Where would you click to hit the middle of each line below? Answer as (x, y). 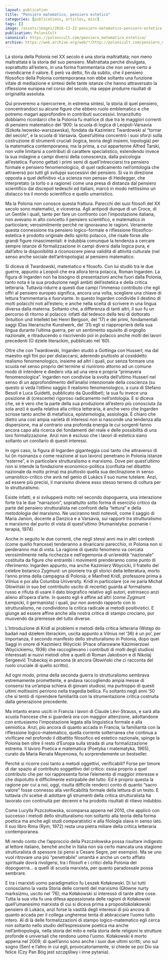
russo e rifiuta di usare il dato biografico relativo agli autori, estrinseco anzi (82, 592)
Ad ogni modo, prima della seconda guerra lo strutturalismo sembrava (77, 675)
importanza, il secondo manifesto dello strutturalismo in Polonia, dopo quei (82, 638)
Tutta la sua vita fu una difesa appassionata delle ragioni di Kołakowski (78, 898)
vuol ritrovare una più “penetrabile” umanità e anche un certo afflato (75, 857)
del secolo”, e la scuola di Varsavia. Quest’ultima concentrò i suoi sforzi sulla (84, 135)
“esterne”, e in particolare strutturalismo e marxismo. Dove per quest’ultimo (82, 461)
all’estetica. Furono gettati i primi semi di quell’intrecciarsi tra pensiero (77, 162)
